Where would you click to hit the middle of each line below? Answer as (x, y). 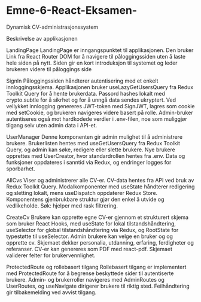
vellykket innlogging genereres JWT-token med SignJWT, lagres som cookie (100, 106)
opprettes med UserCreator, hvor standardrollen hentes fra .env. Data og (96, 155)
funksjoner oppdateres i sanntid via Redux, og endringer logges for (89, 162)
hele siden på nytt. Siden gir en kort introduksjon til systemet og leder (92, 63)
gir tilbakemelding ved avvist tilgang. (51, 292)
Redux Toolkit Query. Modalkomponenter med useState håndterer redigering (100, 187)
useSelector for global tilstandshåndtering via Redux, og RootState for (92, 230)
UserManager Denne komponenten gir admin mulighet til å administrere (95, 137)
